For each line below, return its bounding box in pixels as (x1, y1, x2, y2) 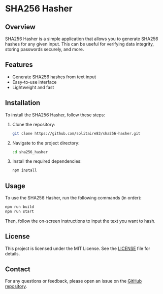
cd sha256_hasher (12, 149, 48, 154)
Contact (5, 265, 31, 274)
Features (5, 60, 33, 69)
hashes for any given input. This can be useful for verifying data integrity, (5, 41, 154, 47)
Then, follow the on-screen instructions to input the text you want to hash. (5, 218, 156, 224)
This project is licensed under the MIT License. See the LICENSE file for (5, 245, 151, 251)
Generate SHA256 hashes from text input (12, 74, 96, 80)
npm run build (5, 204, 34, 209)
